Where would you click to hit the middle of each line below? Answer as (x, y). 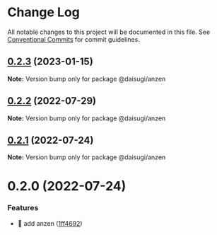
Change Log (43, 12)
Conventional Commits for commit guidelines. (74, 39)
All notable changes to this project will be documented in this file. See (109, 32)
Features (23, 208)
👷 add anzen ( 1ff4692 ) (50, 223)
